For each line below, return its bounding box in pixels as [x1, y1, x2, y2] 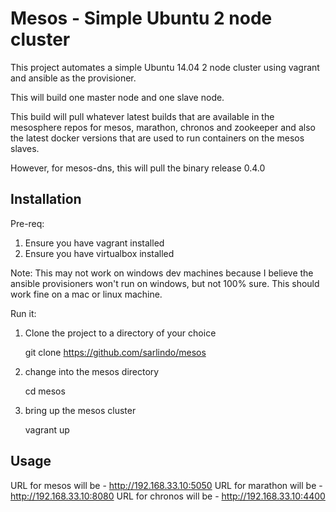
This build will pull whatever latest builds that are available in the [10, 110, 275, 122]
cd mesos [24, 385, 66, 397]
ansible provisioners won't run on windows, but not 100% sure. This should [10, 277, 320, 289]
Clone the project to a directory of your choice [24, 327, 217, 339]
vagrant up [24, 423, 70, 436]
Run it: [10, 307, 37, 319]
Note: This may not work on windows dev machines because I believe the [10, 267, 314, 279]
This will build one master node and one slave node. [10, 91, 225, 103]
